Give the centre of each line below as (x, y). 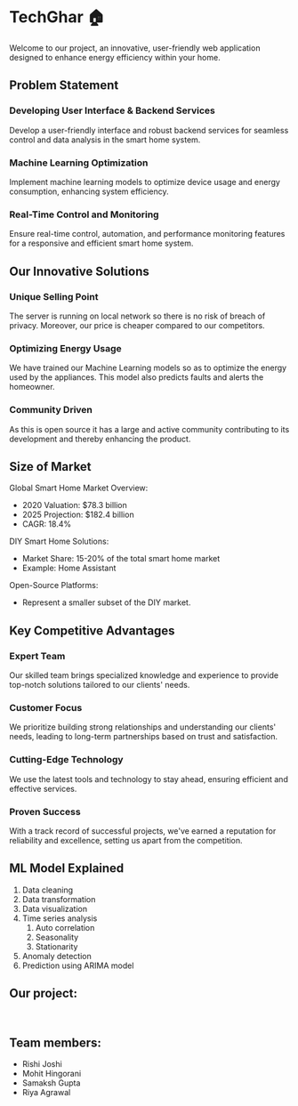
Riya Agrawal (46, 1093)
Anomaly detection (56, 956)
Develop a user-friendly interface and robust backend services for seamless (149, 130)
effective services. (43, 788)
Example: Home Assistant (69, 568)
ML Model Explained (67, 868)
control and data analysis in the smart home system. (105, 140)
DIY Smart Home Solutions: (59, 541)
